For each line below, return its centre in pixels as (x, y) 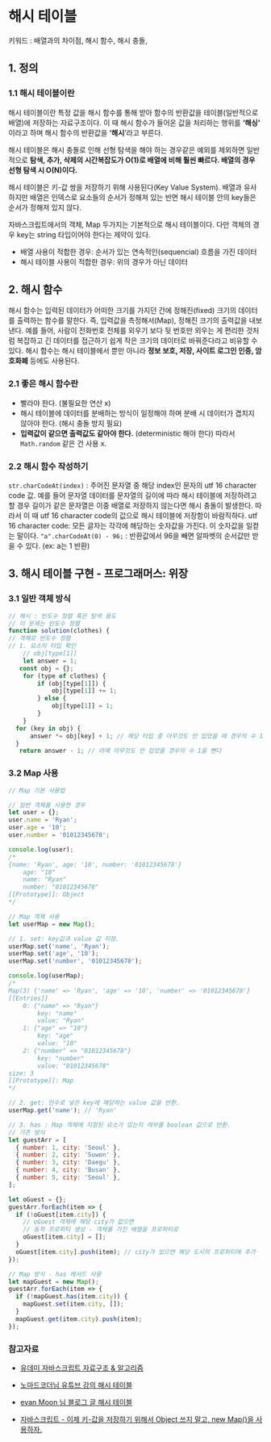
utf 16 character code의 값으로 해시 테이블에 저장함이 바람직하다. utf (149, 516)
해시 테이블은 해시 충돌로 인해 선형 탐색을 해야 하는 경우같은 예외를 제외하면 (127, 149)
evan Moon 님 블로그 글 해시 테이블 (76, 1402)
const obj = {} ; (46, 668)
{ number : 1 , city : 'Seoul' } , (68, 1147)
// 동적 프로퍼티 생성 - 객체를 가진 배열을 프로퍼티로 (101, 1230)
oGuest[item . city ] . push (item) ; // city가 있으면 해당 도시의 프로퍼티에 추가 (136, 1252)
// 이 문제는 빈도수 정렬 (44, 623)
